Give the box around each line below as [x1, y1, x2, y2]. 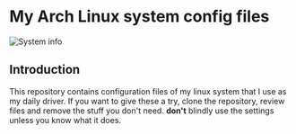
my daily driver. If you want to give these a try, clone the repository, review [9, 95, 285, 106]
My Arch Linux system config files [9, 6, 270, 27]
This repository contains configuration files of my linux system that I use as [9, 85, 287, 96]
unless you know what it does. [9, 114, 122, 125]
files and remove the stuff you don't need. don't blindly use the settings [9, 105, 274, 116]
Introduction [9, 62, 81, 77]
